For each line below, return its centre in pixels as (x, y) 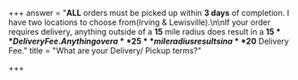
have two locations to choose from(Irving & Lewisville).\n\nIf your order (140, 22)
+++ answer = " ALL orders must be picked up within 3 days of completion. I (149, 13)
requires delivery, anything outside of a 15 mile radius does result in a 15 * (145, 32)
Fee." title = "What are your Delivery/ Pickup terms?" (105, 51)
